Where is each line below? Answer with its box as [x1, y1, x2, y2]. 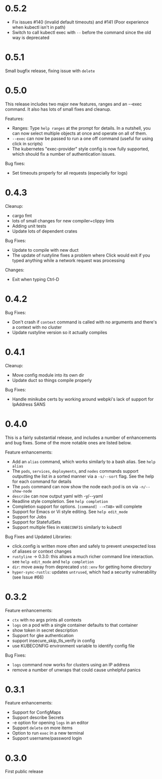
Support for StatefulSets [12, 519, 61, 525]
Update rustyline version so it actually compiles [12, 329, 108, 335]
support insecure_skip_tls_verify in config [12, 638, 95, 643]
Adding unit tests [12, 223, 47, 229]
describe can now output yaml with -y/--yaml [12, 493, 103, 499]
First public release [5, 769, 44, 775]
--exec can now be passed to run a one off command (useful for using [12, 135, 153, 141]
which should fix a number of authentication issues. [12, 151, 116, 157]
